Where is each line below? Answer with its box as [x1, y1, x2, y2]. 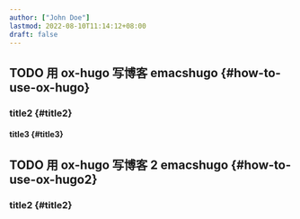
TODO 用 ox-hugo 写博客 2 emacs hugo [9, 157, 229, 172]
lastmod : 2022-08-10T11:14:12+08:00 [9, 22, 146, 31]
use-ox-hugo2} [9, 171, 98, 187]
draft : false [9, 30, 58, 39]
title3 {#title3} [9, 129, 65, 140]
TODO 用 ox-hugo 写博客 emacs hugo [9, 65, 218, 81]
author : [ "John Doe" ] [9, 13, 91, 22]
